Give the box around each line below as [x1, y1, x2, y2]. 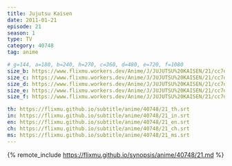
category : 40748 [7, 42, 54, 49]
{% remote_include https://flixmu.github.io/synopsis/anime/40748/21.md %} [7, 150, 224, 159]
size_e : [7, 87, 30, 94]
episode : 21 [7, 23, 41, 30]
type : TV [7, 36, 32, 43]
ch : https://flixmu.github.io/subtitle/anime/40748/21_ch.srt [7, 125, 190, 132]
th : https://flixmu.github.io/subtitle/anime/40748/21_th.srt [7, 106, 190, 113]
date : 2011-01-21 [7, 17, 57, 24]
